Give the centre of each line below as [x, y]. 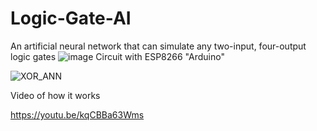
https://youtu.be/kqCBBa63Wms [77, 114]
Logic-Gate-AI [71, 18]
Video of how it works [55, 95]
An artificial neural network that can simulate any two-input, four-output [158, 46]
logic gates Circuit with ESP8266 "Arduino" [117, 56]
